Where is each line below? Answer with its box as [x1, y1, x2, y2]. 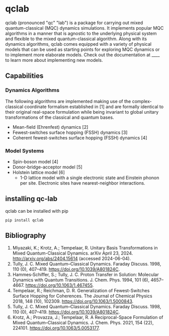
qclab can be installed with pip [5, 208, 69, 214]
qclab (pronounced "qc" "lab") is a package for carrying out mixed [5, 20, 143, 26]
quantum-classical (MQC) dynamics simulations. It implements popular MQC [5, 25, 164, 31]
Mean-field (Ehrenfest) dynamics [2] [12, 124, 89, 130]
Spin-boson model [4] [12, 158, 59, 164]
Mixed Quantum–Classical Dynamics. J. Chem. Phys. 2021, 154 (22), [12, 319, 154, 325]
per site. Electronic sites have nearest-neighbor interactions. [20, 180, 145, 186]
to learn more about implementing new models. [5, 57, 103, 63]
